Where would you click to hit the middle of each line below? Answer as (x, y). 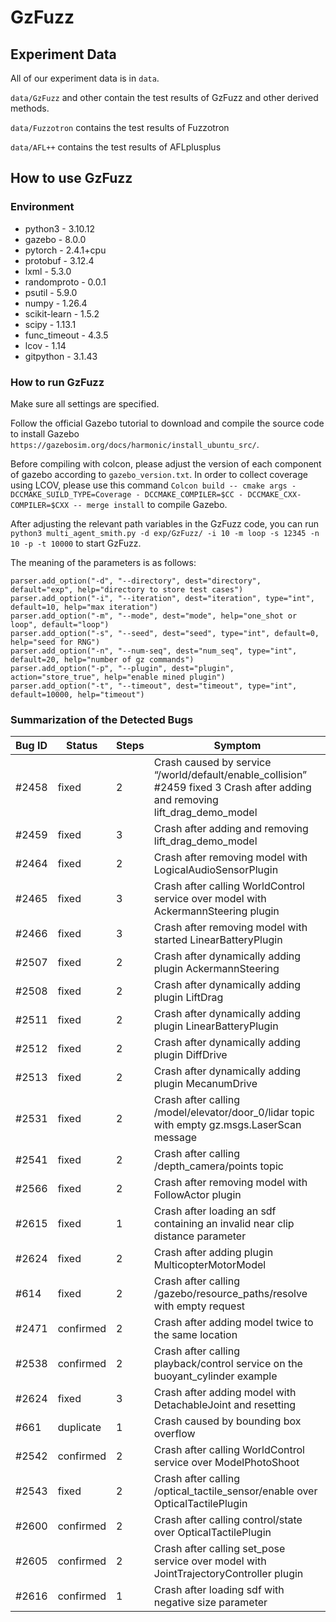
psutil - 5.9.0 (51, 292)
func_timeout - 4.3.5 (66, 335)
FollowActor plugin (197, 1195)
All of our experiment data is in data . (85, 78)
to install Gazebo (45, 433)
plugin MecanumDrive (205, 1084)
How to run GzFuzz (57, 382)
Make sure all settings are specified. (85, 403)
